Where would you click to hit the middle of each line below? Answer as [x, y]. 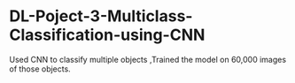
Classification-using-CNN [107, 35]
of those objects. [40, 69]
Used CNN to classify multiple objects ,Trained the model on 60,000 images [147, 59]
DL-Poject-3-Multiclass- [101, 16]
